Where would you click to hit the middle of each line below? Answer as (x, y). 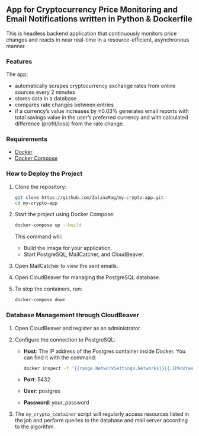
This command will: (38, 236)
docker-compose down (40, 300)
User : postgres (42, 391)
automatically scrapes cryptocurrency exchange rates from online (95, 86)
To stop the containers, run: (49, 289)
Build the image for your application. (68, 248)
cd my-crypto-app (36, 203)
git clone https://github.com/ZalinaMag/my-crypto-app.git (89, 198)
